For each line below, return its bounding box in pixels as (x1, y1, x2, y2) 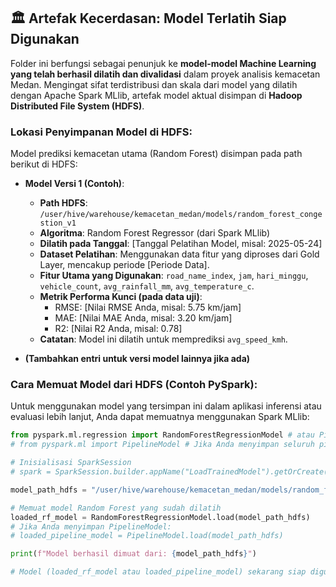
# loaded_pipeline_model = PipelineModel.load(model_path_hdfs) (10, 531, 284, 541)
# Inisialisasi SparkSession (10, 458, 132, 468)
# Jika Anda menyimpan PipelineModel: (10, 521, 172, 532)
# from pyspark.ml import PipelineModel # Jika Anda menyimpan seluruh (10, 440, 315, 450)
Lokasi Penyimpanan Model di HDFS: (10, 125, 193, 139)
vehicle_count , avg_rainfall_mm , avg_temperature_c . (39, 280, 255, 292)
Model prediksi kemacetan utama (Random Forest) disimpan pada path (10, 148, 303, 160)
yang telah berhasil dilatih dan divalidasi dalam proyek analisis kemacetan (10, 68, 321, 80)
